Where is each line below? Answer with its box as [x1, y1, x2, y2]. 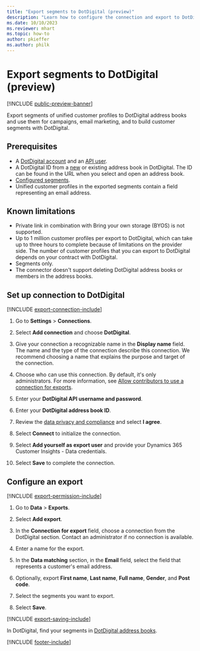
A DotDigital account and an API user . [15, 157, 107, 165]
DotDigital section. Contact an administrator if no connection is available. [15, 534, 193, 541]
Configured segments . [15, 176, 71, 184]
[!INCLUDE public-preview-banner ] [7, 100, 93, 107]
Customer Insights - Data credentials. [15, 448, 107, 455]
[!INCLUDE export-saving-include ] [7, 615, 91, 623]
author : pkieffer [7, 36, 50, 42]
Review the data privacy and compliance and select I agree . [15, 418, 162, 426]
